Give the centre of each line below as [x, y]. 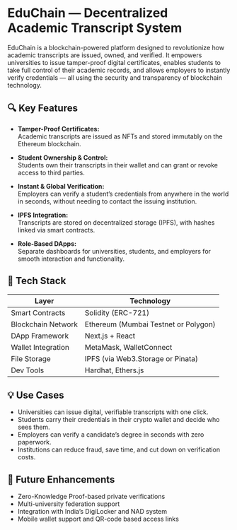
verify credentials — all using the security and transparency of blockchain [115, 77]
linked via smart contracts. [56, 230]
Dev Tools [28, 370]
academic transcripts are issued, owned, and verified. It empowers [105, 55]
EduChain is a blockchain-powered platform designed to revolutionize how [116, 47]
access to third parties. [51, 172]
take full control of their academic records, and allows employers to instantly [119, 70]
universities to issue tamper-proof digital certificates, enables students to [114, 62]
